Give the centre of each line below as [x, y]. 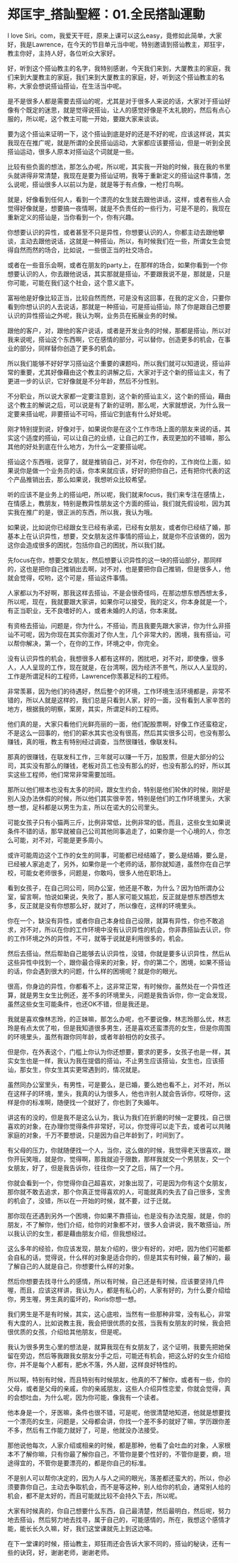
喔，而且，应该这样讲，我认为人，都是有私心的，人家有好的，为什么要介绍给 [119, 1290]
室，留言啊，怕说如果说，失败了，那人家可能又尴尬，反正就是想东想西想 [113, 897]
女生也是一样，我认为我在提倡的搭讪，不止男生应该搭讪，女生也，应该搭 [119, 1060]
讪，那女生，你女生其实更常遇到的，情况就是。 [75, 1069]
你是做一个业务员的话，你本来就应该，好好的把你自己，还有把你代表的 [122, 470]
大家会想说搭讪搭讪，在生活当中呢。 [72, 86]
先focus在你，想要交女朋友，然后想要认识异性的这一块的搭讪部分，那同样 [115, 560]
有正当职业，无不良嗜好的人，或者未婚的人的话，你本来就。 [94, 610]
